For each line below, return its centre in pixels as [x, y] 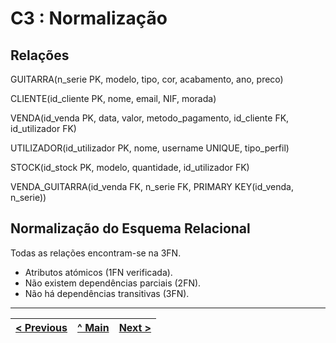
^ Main [93, 327]
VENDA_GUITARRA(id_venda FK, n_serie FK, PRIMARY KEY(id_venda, [152, 186]
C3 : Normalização [89, 18]
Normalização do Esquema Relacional [130, 228]
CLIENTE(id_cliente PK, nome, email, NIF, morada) [113, 98]
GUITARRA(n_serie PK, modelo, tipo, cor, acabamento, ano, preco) [147, 79]
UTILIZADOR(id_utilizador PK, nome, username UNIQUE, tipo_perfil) [150, 148]
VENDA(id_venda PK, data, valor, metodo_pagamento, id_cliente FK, [150, 118]
